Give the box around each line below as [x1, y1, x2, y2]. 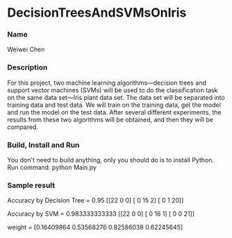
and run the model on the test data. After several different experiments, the [7, 108, 222, 116]
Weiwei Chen [7, 45, 45, 53]
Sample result [7, 180, 56, 190]
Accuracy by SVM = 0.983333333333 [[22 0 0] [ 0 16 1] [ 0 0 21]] [7, 210, 195, 218]
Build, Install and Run [7, 140, 80, 150]
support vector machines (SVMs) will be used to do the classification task [7, 85, 218, 94]
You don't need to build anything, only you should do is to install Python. [7, 156, 214, 164]
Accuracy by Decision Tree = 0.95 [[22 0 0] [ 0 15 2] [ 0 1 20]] [7, 196, 184, 205]
